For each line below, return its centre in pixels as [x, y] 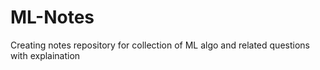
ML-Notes [52, 17]
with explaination [45, 55]
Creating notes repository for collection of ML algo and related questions [160, 45]
